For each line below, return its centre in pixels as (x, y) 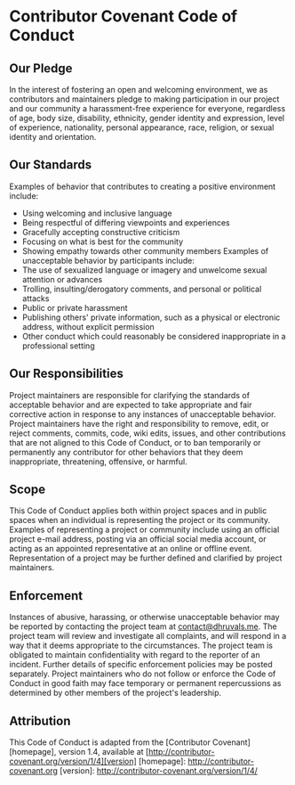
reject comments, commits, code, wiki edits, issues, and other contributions (147, 433)
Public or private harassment (75, 307)
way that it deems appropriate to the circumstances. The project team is (141, 646)
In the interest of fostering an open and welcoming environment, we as (139, 90)
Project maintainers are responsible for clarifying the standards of (130, 395)
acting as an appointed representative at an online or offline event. (131, 549)
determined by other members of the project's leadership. (116, 693)
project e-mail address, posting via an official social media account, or (138, 539)
